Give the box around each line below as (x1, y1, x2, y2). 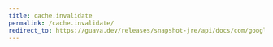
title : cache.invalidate (8, 11, 93, 20)
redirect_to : (8, 26, 53, 34)
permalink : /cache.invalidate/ (8, 19, 115, 27)
